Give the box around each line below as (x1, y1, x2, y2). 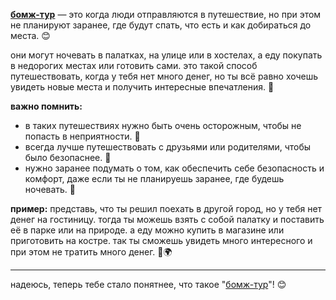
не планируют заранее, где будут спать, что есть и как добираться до (10, 19, 312, 31)
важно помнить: (10, 100, 83, 112)
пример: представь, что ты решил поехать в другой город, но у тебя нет (10, 203, 323, 214)
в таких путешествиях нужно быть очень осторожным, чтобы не (24, 120, 302, 131)
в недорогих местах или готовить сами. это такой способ (10, 60, 258, 71)
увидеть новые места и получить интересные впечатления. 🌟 (10, 81, 275, 93)
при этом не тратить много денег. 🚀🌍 (10, 246, 173, 258)
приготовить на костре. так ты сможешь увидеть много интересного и (10, 235, 313, 246)
